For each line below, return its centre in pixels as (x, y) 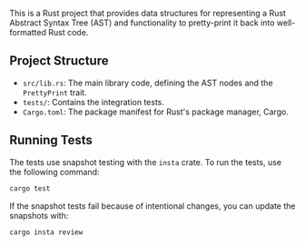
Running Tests (51, 140)
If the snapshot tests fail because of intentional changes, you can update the (152, 206)
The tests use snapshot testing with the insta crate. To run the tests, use (146, 162)
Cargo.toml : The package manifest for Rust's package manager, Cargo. (155, 112)
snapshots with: (39, 215)
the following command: (54, 172)
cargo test (30, 188)
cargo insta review (46, 232)
